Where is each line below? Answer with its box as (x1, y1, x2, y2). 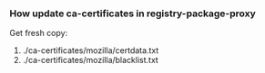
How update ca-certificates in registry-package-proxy (9, 7, 257, 20)
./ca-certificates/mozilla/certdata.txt (22, 45, 159, 56)
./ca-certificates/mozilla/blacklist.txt (22, 55, 159, 66)
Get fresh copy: (9, 28, 68, 39)
